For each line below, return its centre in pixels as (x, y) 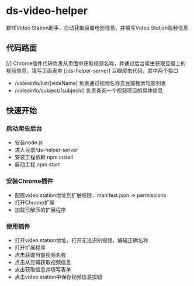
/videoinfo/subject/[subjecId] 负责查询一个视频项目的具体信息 (89, 90)
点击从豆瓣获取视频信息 (43, 263)
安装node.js (29, 142)
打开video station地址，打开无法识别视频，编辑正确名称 (81, 240)
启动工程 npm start (37, 165)
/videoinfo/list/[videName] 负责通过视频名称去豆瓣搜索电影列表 (90, 83)
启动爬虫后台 (24, 129)
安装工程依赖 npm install (44, 157)
